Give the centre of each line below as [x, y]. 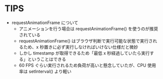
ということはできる [47, 59]
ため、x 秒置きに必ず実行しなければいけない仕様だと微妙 [81, 47]
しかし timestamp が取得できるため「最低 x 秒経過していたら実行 [84, 53]
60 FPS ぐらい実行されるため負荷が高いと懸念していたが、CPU [83, 65]
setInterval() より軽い [50, 71]
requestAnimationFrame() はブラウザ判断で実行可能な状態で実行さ [86, 41]
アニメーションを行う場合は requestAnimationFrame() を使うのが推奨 [88, 29]
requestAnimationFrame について [45, 22]
